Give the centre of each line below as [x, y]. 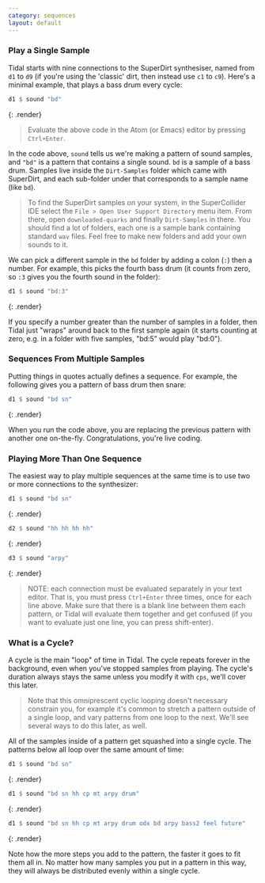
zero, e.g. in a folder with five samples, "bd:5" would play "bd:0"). [115, 338]
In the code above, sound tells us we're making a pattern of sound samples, [131, 153]
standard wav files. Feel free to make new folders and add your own [137, 236]
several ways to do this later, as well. [87, 725]
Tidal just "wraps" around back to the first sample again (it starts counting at [133, 330]
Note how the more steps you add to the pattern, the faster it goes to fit [125, 854]
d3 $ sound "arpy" [38, 558]
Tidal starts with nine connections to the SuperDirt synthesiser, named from [131, 67]
